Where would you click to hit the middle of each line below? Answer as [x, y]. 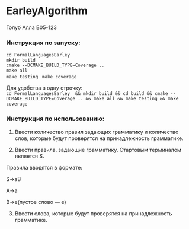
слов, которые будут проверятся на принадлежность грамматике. [99, 138]
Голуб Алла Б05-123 [32, 27]
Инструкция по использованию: [55, 119]
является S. [29, 156]
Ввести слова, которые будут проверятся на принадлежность [93, 213]
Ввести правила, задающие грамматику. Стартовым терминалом [98, 150]
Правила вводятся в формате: [44, 167]
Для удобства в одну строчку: [44, 88]
